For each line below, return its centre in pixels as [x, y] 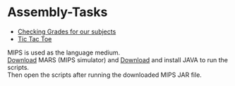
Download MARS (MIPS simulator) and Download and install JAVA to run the [117, 59]
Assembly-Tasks [58, 12]
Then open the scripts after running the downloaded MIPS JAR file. [105, 75]
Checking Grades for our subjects [67, 31]
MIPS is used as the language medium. [64, 52]
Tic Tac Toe [35, 38]
